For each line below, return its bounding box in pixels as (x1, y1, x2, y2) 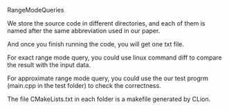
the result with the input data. (7, 61, 91, 68)
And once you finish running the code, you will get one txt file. (7, 40, 185, 48)
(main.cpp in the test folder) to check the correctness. (7, 82, 161, 89)
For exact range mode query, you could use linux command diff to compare (7, 53, 223, 62)
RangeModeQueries (7, 6, 64, 14)
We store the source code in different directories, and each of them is (7, 19, 205, 27)
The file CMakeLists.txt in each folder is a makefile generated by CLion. (7, 95, 211, 103)
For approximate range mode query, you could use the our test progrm (7, 74, 209, 82)
